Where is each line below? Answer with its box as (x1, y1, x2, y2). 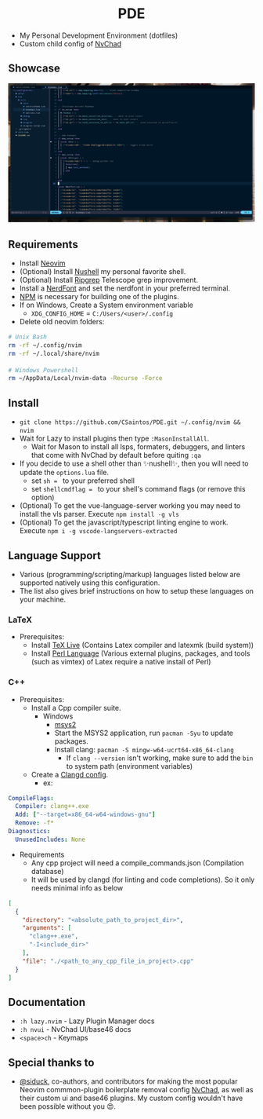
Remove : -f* (15, 819, 55, 827)
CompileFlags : (8, 794, 55, 802)
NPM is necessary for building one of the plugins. (19, 292, 180, 302)
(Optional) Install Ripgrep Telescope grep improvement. (19, 276, 198, 285)
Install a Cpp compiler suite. (31, 703, 121, 712)
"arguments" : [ (22, 924, 72, 932)
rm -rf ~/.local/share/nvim (8, 349, 100, 357)
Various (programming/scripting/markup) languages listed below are (19, 569, 241, 579)
